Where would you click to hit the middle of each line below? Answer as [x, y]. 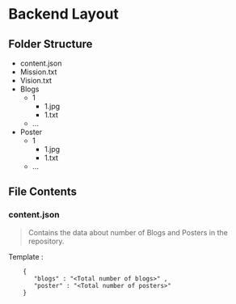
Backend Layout [64, 14]
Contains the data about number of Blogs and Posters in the [128, 232]
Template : [26, 256]
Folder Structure [51, 44]
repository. [46, 241]
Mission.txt [38, 72]
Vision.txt [36, 80]
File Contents [43, 192]
